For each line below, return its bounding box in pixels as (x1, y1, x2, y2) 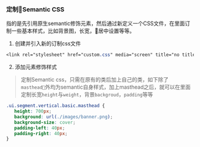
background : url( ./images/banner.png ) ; (14, 114, 113, 120)
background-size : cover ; (14, 119, 76, 126)
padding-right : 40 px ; (14, 130, 68, 136)
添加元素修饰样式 (14, 64, 57, 71)
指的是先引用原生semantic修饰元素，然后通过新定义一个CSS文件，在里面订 (6, 20, 190, 27)
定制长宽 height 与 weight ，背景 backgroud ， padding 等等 (20, 91, 154, 98)
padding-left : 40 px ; (14, 125, 65, 131)
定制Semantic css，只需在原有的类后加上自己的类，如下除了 (20, 76, 169, 83)
